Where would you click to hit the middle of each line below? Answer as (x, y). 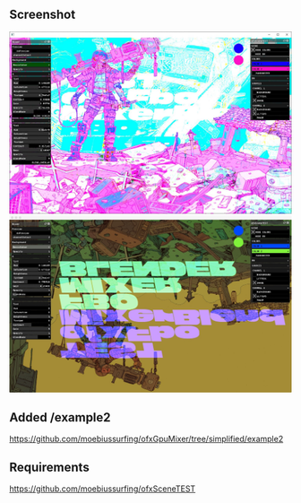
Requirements (49, 467)
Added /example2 (60, 417)
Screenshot (43, 15)
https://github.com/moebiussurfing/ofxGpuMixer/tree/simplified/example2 (146, 439)
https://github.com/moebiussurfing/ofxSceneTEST (103, 489)
